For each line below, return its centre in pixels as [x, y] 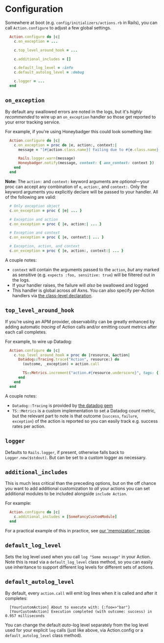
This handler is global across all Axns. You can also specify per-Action [83, 290]
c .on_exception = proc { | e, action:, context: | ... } [67, 251]
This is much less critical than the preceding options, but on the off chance [81, 483]
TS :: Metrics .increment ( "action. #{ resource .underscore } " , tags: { [91, 373]
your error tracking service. [33, 122]
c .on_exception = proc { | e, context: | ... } [57, 238]
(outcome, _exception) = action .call [61, 364]
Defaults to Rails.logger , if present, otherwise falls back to [65, 452]
